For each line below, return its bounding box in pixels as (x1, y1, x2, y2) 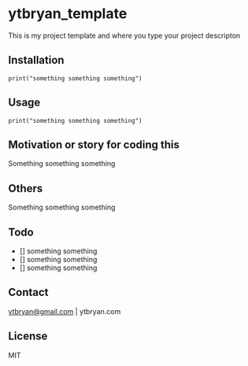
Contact (8, 286, 49, 299)
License (8, 330, 48, 343)
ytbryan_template (8, 5, 128, 23)
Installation (8, 54, 65, 67)
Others (8, 182, 43, 195)
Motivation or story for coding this (8, 138, 180, 151)
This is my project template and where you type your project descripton (8, 31, 241, 40)
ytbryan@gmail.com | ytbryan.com (8, 306, 121, 316)
